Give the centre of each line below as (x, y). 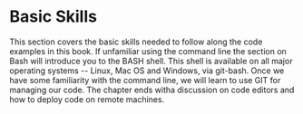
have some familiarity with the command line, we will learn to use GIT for (145, 80)
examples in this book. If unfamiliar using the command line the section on (148, 51)
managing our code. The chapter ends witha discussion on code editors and (152, 90)
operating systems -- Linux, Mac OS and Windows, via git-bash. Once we (147, 71)
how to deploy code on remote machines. (87, 99)
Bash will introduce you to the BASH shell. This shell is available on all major (151, 61)
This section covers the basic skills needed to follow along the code (136, 42)
